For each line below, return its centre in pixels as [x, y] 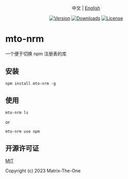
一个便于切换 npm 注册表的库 [36, 54]
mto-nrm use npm [23, 131]
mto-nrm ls [17, 113]
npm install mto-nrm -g [31, 83]
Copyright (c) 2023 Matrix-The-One [43, 171]
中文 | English [86, 8]
